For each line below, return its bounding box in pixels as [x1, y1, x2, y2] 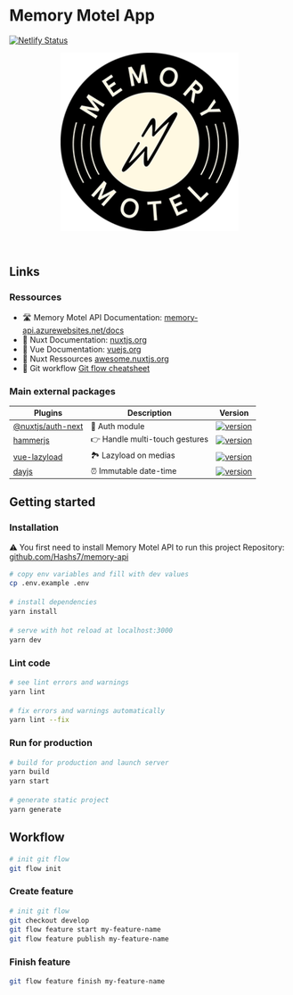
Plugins [34, 408, 62, 419]
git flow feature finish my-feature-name [9, 977, 166, 986]
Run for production [9, 737, 94, 750]
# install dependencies [9, 598, 98, 607]
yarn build [9, 767, 50, 776]
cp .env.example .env [9, 579, 90, 588]
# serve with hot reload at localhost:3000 [9, 626, 174, 634]
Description [127, 408, 172, 419]
